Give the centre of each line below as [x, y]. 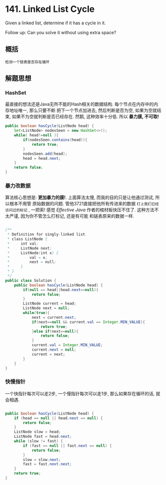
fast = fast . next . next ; [47, 464]
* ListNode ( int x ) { [33, 253]
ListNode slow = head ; [37, 432]
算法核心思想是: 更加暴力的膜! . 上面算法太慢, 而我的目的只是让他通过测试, [80, 197]
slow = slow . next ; [42, 460]
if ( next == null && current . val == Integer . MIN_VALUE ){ [88, 322]
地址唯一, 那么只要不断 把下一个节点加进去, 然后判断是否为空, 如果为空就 [83, 111]
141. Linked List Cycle [50, 9]
